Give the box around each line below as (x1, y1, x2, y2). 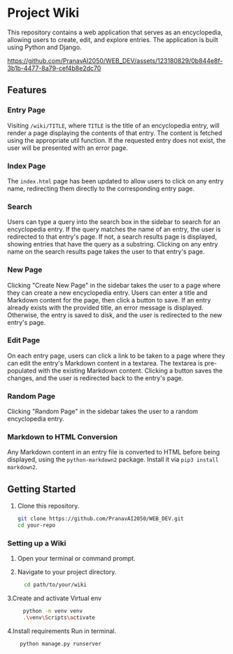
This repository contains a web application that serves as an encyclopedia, (7, 28, 223, 36)
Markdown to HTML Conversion (7, 432, 118, 442)
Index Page (7, 161, 46, 171)
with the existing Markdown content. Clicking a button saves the (38, 366, 223, 375)
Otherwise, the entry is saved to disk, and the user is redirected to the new (7, 310, 223, 319)
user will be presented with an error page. (7, 144, 128, 152)
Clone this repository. (17, 502, 80, 510)
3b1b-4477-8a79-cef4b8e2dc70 (7, 64, 101, 72)
